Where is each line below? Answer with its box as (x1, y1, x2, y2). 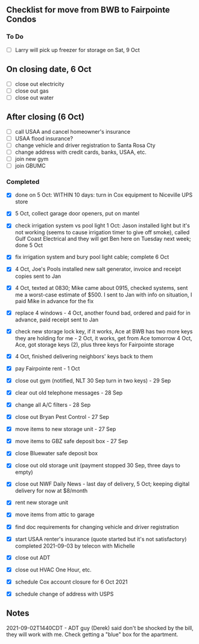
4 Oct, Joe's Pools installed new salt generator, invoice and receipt (14, 266, 182, 273)
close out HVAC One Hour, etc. (14, 566, 92, 573)
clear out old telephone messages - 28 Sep (14, 389, 123, 396)
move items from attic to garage (14, 511, 95, 518)
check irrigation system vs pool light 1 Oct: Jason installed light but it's (14, 222, 190, 229)
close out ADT (14, 554, 51, 561)
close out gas (14, 87, 49, 94)
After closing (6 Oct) (6, 112, 84, 122)
